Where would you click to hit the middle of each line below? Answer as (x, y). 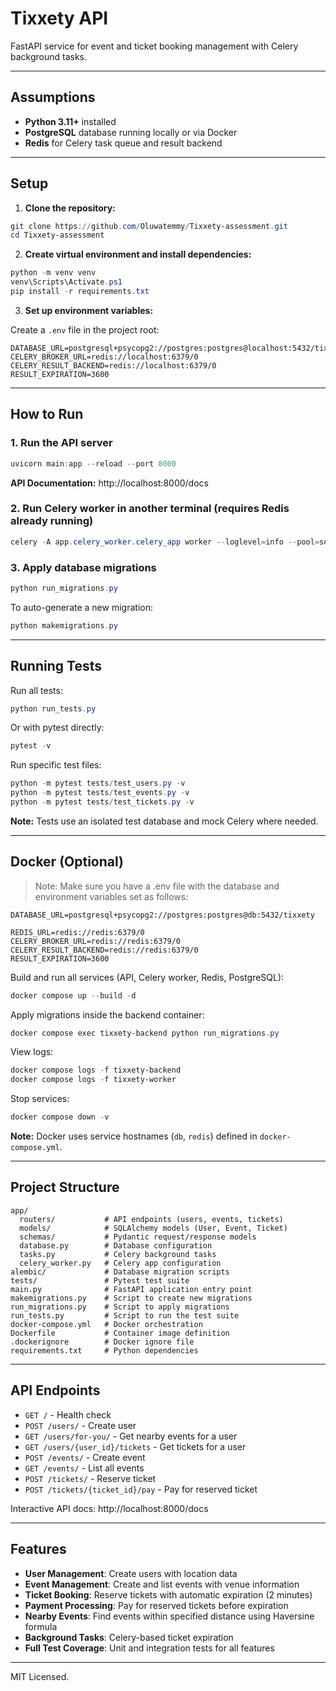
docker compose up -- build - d (73, 995)
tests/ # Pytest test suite (100, 1280)
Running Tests (56, 666)
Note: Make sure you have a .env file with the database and (157, 886)
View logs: (32, 1052)
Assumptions (53, 97)
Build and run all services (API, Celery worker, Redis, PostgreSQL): (147, 977)
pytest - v (31, 746)
